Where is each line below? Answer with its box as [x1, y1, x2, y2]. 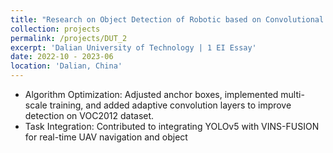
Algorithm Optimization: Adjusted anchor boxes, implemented [24, 89, 279, 100]
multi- [280, 89, 305, 100]
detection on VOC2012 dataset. [24, 110, 155, 121]
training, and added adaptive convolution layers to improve [49, 99, 292, 111]
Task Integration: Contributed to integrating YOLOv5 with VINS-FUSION [24, 121, 320, 132]
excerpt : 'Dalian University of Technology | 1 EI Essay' [10, 42, 257, 53]
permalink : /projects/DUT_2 [10, 33, 128, 43]
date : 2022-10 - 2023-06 [10, 52, 114, 62]
